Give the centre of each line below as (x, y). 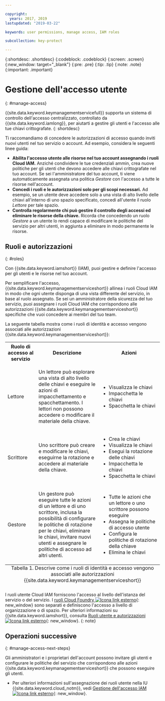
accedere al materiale (63, 464)
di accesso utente (129, 528)
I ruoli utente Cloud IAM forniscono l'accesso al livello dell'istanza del (75, 595)
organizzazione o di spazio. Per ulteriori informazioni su (61, 610)
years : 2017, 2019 (28, 18)
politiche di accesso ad (65, 549)
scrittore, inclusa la (60, 512)
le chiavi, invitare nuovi (65, 536)
